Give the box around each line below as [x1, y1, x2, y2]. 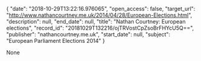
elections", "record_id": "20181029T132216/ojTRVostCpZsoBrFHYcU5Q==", [6, 24, 194, 31]
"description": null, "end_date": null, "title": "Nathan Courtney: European [6, 18, 186, 25]
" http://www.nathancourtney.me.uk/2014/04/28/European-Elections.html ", [6, 11, 193, 19]
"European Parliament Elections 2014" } [6, 37, 105, 44]
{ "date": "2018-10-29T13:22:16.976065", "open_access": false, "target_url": [6, 5, 196, 12]
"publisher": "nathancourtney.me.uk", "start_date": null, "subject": [6, 31, 171, 38]
